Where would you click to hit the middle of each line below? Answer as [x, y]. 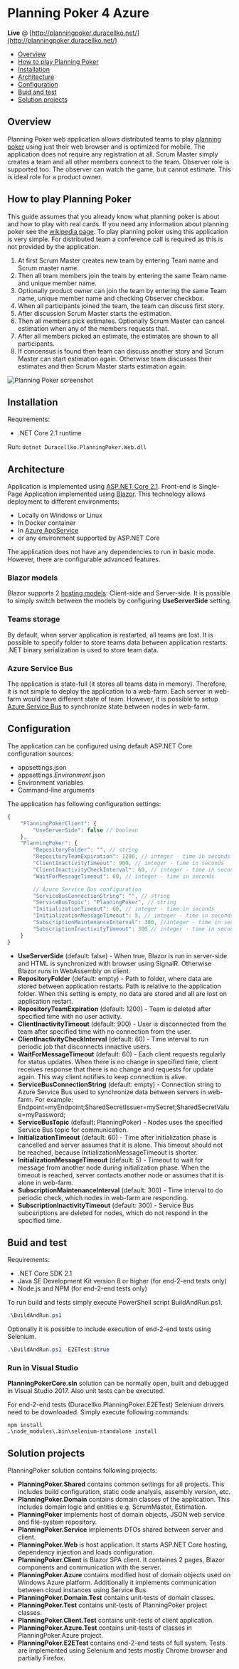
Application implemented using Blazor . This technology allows [115, 494]
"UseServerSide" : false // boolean [86, 830]
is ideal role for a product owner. [55, 176]
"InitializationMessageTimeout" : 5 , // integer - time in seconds [133, 916]
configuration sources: [41, 753]
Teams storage [34, 619]
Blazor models [33, 578]
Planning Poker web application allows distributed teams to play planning [115, 139]
